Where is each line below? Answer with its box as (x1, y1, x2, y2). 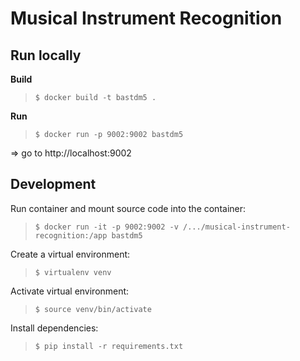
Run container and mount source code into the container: (10, 202, 247, 214)
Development (10, 176, 97, 193)
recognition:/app (34, 230, 108, 241)
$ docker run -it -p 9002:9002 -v (34, 222, 179, 232)
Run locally (10, 47, 82, 64)
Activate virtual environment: (10, 285, 130, 297)
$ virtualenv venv (34, 267, 112, 277)
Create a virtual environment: (10, 248, 131, 260)
